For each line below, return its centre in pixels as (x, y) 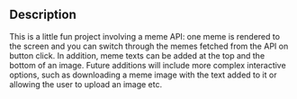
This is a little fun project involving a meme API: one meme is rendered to (145, 36)
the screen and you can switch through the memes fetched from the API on (149, 46)
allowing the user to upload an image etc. (86, 84)
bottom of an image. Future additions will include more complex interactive (148, 65)
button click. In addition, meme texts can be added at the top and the (137, 55)
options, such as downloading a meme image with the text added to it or (143, 75)
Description (43, 15)
